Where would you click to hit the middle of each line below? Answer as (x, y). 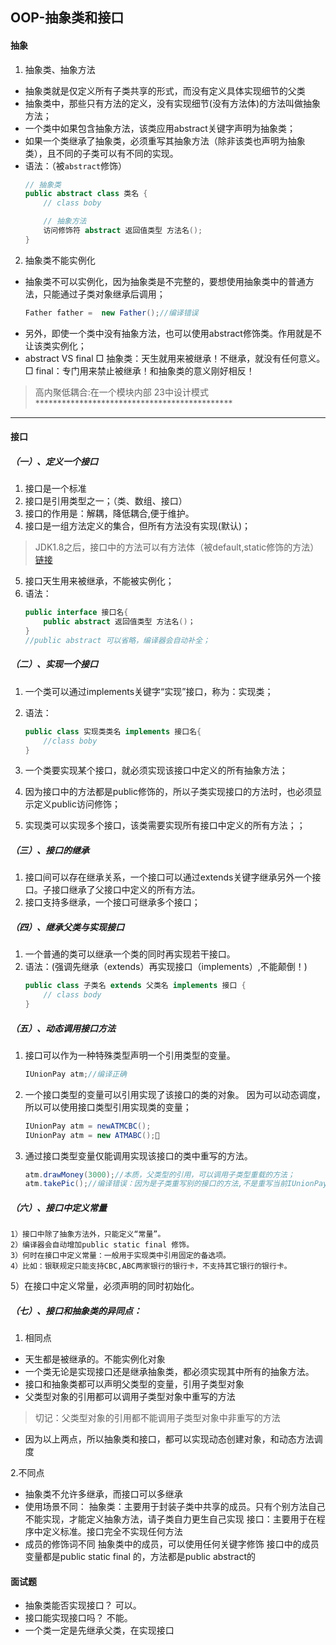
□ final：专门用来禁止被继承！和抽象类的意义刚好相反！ (139, 370)
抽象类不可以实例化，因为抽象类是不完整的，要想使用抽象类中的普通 (165, 281)
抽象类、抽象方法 (60, 69)
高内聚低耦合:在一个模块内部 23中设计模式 (121, 392)
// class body (72, 995)
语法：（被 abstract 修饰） (76, 165)
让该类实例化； (55, 345)
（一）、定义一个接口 (54, 461)
